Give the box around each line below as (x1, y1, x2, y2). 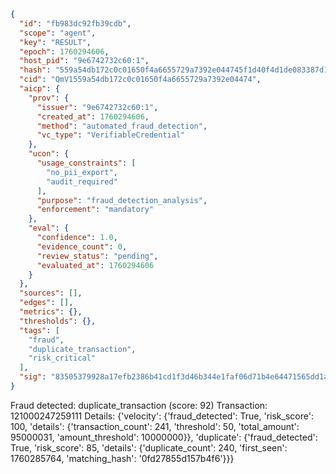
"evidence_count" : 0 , (36, 241, 128, 252)
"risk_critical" (28, 353, 97, 364)
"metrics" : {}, (19, 307, 83, 317)
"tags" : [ (19, 325, 60, 335)
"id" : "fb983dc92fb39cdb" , (19, 18, 132, 29)
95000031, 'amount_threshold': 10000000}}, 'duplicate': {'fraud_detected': (10, 431, 318, 443)
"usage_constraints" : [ (36, 158, 137, 168)
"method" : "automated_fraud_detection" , (36, 121, 208, 131)
